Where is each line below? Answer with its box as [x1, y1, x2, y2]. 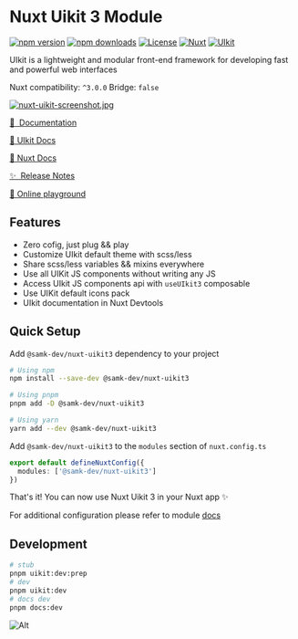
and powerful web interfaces [9, 64, 118, 75]
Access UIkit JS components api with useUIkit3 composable [22, 278, 251, 288]
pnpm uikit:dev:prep [9, 569, 88, 579]
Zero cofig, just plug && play [22, 239, 129, 250]
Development [9, 536, 88, 551]
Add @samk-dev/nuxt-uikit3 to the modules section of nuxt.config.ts [9, 440, 267, 451]
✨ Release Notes [9, 170, 76, 181]
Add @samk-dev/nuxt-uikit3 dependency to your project [9, 348, 220, 359]
